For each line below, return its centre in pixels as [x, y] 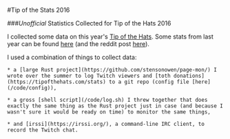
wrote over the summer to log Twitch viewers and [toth [89, 76]
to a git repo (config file [149, 82]
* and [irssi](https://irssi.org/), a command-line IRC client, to [106, 124]
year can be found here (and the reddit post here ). [79, 44]
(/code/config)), [32, 88]
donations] [189, 76]
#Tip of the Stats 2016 [39, 10]
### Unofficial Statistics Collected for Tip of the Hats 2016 [89, 23]
